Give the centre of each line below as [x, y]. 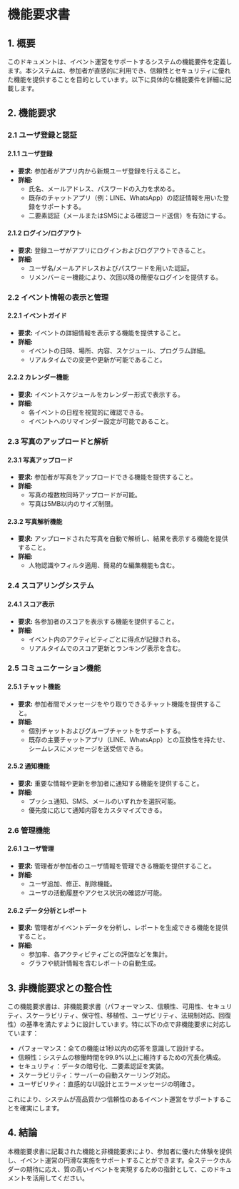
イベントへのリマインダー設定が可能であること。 [100, 421]
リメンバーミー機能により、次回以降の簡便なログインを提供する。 [125, 277]
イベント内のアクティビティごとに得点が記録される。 [106, 639]
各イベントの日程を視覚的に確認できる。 [88, 413]
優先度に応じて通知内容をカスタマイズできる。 [97, 810]
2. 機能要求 [32, 113]
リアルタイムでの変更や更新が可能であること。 [97, 359]
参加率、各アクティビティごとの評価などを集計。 [100, 954]
